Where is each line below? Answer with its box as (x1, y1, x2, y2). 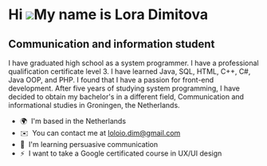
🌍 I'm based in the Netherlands (19, 117, 126, 125)
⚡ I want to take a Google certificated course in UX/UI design (19, 149, 222, 158)
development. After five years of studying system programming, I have (8, 83, 241, 93)
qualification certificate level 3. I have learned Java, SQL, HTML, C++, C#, (8, 67, 251, 76)
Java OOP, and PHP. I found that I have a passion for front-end (8, 75, 214, 84)
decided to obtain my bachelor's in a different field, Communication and (8, 92, 245, 101)
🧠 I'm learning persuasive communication (19, 140, 159, 149)
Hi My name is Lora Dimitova (8, 6, 209, 24)
